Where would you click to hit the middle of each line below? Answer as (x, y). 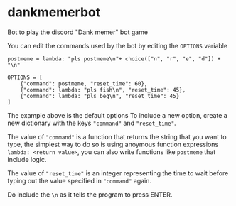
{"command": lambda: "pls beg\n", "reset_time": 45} (100, 96)
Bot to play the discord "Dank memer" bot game (77, 32)
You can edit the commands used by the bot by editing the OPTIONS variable (118, 45)
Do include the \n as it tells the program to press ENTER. (90, 194)
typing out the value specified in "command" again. (79, 180)
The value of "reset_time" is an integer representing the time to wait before (118, 173)
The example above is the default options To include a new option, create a (117, 115)
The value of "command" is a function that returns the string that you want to (117, 136)
